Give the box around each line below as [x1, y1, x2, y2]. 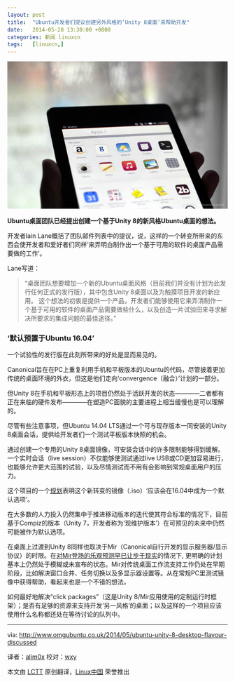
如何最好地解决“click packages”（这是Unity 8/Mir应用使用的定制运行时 [7, 593, 211, 601]
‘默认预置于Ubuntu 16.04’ [7, 333, 94, 343]
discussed [7, 638, 37, 647]
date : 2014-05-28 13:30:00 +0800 [7, 26, 111, 33]
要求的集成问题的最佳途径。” [36, 314, 117, 322]
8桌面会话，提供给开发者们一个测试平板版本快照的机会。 [7, 430, 171, 439]
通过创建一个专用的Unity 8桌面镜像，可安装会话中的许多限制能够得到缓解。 [7, 446, 225, 454]
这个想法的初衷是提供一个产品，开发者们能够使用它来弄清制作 [38, 296, 217, 305]
